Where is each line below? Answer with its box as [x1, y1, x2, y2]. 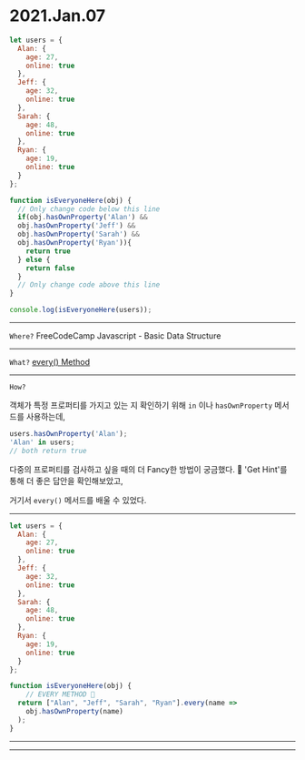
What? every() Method [9, 357, 91, 368]
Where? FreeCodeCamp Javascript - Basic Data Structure [9, 330, 221, 341]
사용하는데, [25, 411, 66, 422]
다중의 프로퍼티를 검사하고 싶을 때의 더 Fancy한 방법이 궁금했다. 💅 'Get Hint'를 [9, 463, 288, 474]
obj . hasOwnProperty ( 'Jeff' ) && [17, 221, 136, 230]
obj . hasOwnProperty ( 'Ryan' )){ [17, 238, 132, 248]
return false [25, 263, 75, 273]
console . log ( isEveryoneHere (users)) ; [9, 306, 152, 315]
